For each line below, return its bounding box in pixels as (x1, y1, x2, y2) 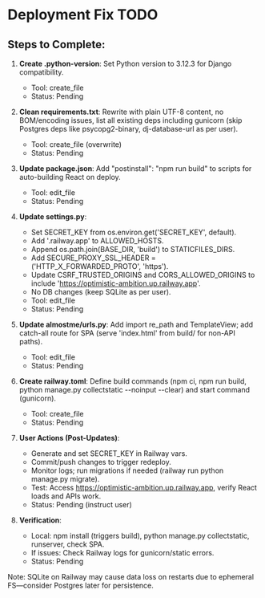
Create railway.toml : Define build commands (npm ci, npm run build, (18, 376, 247, 386)
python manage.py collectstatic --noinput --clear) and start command (18, 385, 250, 394)
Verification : (18, 515, 62, 525)
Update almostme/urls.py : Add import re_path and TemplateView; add (18, 319, 254, 329)
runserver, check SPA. (30, 539, 105, 549)
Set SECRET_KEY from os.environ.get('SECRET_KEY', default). (30, 227, 237, 237)
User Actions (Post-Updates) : (18, 433, 120, 442)
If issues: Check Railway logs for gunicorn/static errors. (30, 548, 215, 557)
